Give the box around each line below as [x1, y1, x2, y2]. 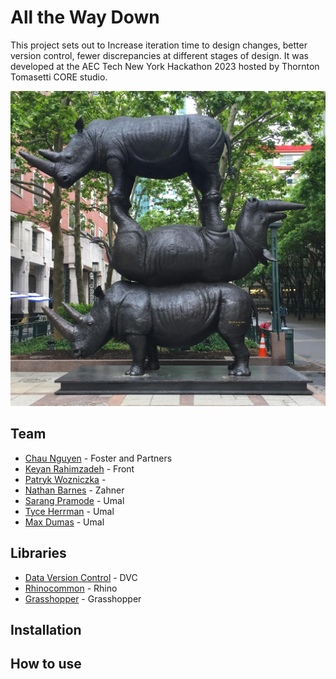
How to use [10, 656, 82, 673]
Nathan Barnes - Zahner [24, 484, 125, 496]
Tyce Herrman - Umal [24, 505, 115, 517]
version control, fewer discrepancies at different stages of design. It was [10, 49, 309, 61]
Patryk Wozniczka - [24, 473, 107, 485]
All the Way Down [10, 6, 160, 29]
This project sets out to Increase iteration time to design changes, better [10, 39, 308, 51]
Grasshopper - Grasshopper [24, 592, 142, 605]
